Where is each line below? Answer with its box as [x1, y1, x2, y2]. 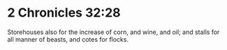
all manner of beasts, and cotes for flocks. [7, 35, 129, 43]
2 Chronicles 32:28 [7, 5, 121, 21]
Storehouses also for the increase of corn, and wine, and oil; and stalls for [7, 28, 220, 36]
